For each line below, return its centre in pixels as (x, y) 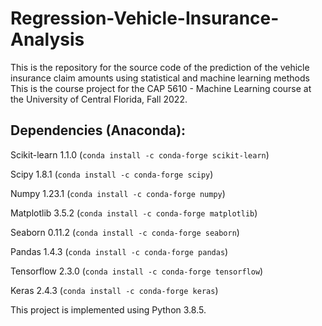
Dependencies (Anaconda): (98, 130)
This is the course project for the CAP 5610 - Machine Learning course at (161, 88)
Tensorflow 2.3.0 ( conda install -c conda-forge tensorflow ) (137, 271)
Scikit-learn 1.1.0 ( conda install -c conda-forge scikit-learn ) (140, 154)
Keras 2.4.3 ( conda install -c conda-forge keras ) (114, 290)
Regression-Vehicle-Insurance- (145, 18)
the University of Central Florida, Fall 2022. (99, 99)
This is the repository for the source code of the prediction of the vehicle (160, 67)
